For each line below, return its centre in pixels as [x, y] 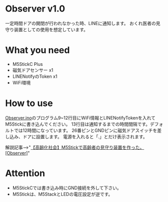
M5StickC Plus [28, 64]
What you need [38, 50]
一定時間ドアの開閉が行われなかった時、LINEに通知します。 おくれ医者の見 [83, 23]
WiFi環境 [22, 82]
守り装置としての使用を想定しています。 [47, 29]
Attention [25, 173]
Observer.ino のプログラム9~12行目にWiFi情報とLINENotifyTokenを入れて [80, 118]
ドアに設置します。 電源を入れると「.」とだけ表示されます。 [85, 137]
